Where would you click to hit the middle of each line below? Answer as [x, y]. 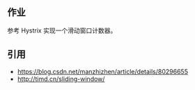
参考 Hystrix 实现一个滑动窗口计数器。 [62, 30]
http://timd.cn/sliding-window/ [61, 79]
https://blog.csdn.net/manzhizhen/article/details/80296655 [102, 71]
